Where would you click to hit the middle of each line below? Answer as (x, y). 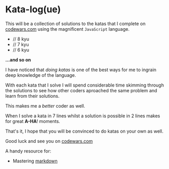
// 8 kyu (21, 39)
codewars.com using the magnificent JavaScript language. (67, 29)
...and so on (18, 59)
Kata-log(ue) (33, 9)
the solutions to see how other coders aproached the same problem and (81, 90)
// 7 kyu (21, 44)
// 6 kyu (21, 50)
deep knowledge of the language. (41, 75)
